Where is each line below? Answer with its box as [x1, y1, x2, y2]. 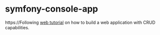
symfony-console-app [5, 3, 99, 15]
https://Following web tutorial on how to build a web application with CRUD [5, 19, 156, 25]
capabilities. [5, 24, 29, 30]
